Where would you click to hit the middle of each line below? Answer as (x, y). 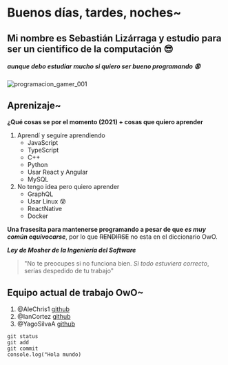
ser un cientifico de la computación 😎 (90, 49)
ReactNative (45, 209)
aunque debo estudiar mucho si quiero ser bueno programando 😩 (104, 66)
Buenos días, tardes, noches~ (94, 13)
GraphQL (40, 194)
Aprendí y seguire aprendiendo (61, 135)
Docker (38, 216)
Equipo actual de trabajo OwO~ (75, 292)
